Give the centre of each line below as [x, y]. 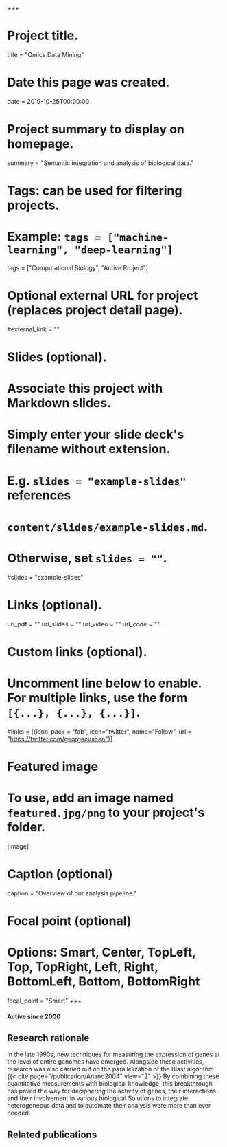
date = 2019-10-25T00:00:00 [48, 101]
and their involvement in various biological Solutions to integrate [98, 1098]
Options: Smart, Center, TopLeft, [101, 952]
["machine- [138, 238]
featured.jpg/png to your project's [106, 813]
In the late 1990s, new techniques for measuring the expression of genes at [113, 1055]
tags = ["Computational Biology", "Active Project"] [78, 267]
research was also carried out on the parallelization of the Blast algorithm [110, 1069]
